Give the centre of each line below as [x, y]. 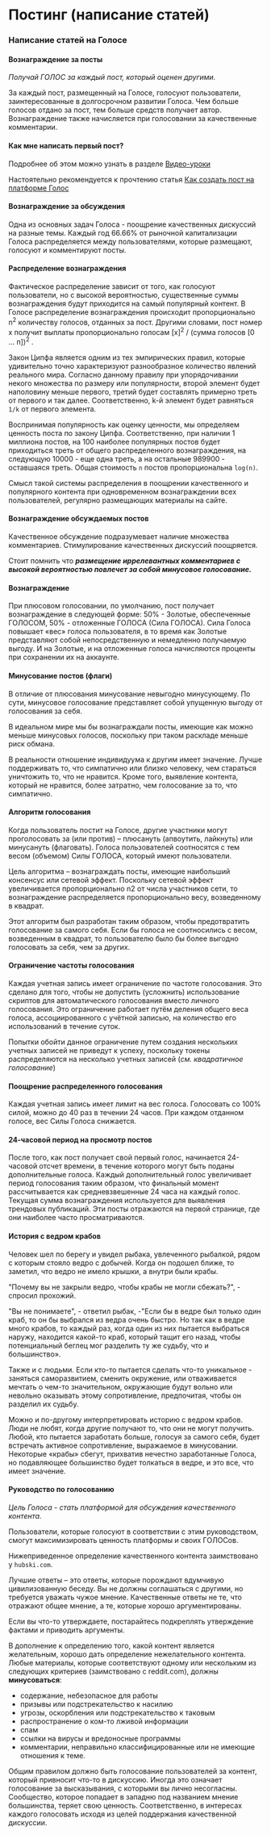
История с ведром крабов [54, 1235]
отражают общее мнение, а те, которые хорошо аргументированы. [125, 1605]
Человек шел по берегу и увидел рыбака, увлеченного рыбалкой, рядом [134, 1254]
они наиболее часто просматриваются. [77, 1218]
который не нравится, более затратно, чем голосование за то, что [123, 785]
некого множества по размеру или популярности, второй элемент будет [134, 383]
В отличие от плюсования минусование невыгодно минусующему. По [129, 694]
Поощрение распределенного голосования [85, 1086]
